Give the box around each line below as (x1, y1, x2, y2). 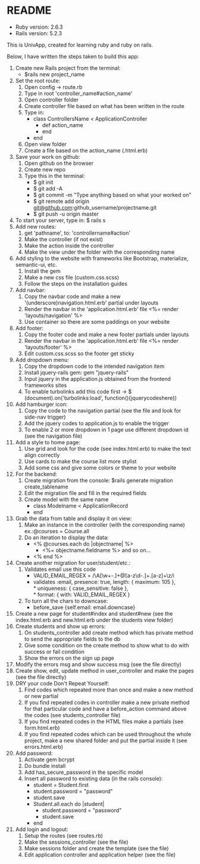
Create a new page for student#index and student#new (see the (15, 610, 173, 617)
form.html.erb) (24, 724, 60, 731)
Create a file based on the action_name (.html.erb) (24, 147, 148, 154)
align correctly (24, 451, 60, 459)
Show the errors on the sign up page (24, 654, 115, 662)
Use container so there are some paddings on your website (24, 318, 170, 325)
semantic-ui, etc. (15, 261, 57, 268)
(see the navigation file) (24, 432, 83, 439)
